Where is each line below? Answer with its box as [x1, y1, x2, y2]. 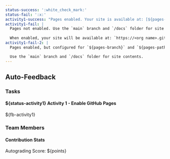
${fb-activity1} [5, 112, 35, 118]
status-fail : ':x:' [5, 12, 47, 17]
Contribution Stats [5, 137, 45, 143]
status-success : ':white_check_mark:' [5, 7, 87, 13]
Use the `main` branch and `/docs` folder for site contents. [10, 54, 144, 59]
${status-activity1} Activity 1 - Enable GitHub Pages [5, 100, 116, 107]
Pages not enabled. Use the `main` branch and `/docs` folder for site [10, 26, 164, 31]
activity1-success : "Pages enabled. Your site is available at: [5, 17, 144, 22]
